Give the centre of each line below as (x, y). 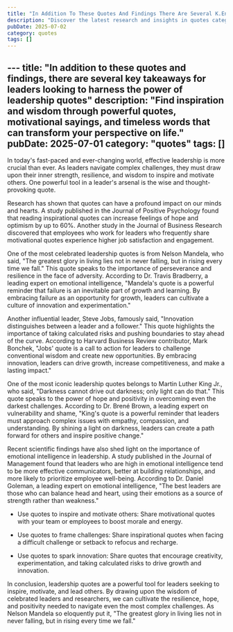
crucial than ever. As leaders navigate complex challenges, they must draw (114, 167)
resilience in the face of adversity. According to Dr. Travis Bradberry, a (108, 276)
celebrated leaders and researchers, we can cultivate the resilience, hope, (113, 599)
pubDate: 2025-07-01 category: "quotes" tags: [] (116, 143)
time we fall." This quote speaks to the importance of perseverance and (110, 268)
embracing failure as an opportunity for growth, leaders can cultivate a (108, 298)
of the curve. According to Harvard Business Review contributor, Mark (107, 340)
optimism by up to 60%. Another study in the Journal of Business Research (115, 225)
